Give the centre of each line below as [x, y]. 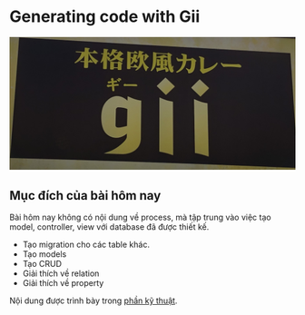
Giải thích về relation [61, 273]
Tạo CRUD [42, 264]
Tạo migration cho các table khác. [86, 245]
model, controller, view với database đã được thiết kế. [109, 227]
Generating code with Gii [105, 17]
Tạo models [44, 254]
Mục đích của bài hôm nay [85, 196]
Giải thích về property [63, 283]
